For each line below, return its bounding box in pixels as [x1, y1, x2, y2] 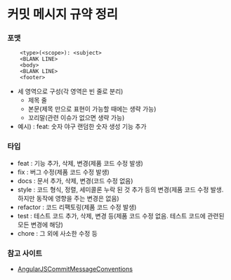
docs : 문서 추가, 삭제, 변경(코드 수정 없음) [17, 176, 133, 185]
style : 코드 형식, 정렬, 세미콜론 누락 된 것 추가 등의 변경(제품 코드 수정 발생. [17, 185, 224, 194]
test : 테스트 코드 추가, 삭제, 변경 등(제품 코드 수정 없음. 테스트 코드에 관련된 [17, 211, 225, 220]
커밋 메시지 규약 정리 [7, 6, 118, 22]
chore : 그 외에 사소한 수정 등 [17, 229, 98, 237]
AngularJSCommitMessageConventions [17, 265, 133, 274]
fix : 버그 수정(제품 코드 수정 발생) [17, 168, 110, 176]
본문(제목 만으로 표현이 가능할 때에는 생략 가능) [27, 105, 157, 113]
